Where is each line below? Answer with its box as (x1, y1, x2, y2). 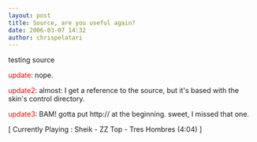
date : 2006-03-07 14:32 (8, 26, 87, 34)
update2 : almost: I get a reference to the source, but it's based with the (8, 86, 239, 95)
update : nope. (8, 70, 54, 80)
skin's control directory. (8, 94, 85, 103)
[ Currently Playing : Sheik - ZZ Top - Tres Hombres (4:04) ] (8, 125, 203, 134)
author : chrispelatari (8, 33, 83, 42)
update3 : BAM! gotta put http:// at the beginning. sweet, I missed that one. (8, 110, 250, 119)
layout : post (8, 11, 51, 20)
